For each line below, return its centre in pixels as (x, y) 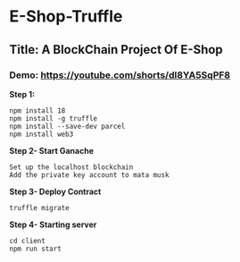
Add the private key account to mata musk (89, 175)
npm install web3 (41, 134)
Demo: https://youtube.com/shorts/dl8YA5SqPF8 (120, 75)
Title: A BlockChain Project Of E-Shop (116, 50)
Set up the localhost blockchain (71, 167)
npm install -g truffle (54, 118)
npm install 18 (37, 110)
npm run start (36, 249)
